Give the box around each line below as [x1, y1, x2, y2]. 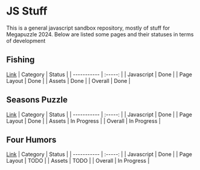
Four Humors [6, 134, 57, 145]
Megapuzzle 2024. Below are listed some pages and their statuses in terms [6, 30, 194, 38]
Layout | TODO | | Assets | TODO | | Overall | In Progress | [6, 157, 150, 165]
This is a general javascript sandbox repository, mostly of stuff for [6, 24, 170, 31]
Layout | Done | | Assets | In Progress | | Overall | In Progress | [6, 117, 161, 125]
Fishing [6, 54, 35, 65]
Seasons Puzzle [6, 95, 68, 105]
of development [6, 37, 46, 44]
